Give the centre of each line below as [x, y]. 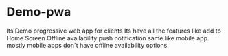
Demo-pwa [39, 12]
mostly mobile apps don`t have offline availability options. [88, 45]
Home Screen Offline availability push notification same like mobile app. [108, 38]
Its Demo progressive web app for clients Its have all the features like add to [114, 31]
